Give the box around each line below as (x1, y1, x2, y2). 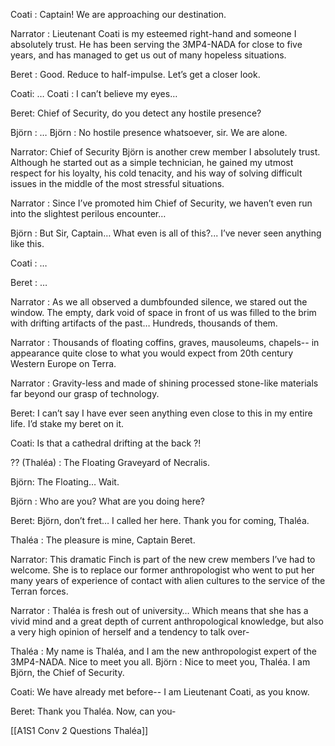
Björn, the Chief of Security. (10, 667, 125, 678)
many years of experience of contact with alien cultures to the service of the (10, 575, 326, 586)
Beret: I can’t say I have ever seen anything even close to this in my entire (10, 407, 313, 419)
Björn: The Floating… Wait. (10, 476, 120, 488)
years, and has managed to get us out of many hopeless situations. (10, 49, 287, 61)
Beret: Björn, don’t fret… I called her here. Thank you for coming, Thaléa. (10, 515, 310, 526)
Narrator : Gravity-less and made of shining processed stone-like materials (10, 377, 319, 389)
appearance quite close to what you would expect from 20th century (10, 347, 294, 359)
